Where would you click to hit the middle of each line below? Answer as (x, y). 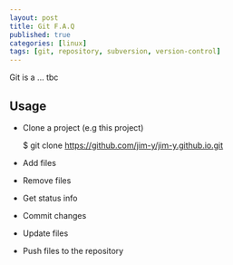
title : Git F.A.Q (42, 26)
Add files (39, 162)
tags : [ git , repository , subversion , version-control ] (115, 52)
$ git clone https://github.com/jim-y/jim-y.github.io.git (123, 145)
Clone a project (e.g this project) (83, 127)
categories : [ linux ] (49, 43)
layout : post (34, 18)
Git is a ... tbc (34, 77)
